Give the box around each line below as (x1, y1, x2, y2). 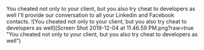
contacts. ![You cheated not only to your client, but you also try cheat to (6, 18, 188, 25)
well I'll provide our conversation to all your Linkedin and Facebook (6, 11, 175, 19)
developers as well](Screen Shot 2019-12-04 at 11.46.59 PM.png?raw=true (6, 24, 194, 31)
